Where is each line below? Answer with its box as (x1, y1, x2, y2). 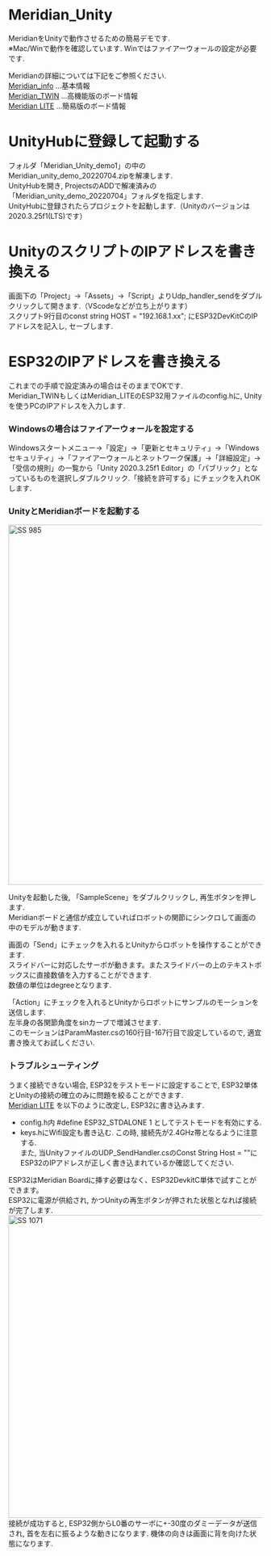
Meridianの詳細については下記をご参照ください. (8, 70, 167, 80)
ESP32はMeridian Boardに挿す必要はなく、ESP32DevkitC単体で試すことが (8, 1175, 256, 1184)
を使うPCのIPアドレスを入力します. (8, 401, 126, 410)
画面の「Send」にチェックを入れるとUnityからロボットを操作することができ (8, 940, 262, 950)
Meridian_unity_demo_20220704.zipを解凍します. (8, 170, 173, 180)
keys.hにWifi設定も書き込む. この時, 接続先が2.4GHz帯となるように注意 (19, 1127, 258, 1137)
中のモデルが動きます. (8, 923, 82, 932)
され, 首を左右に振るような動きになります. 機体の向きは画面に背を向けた (8, 1529, 250, 1538)
